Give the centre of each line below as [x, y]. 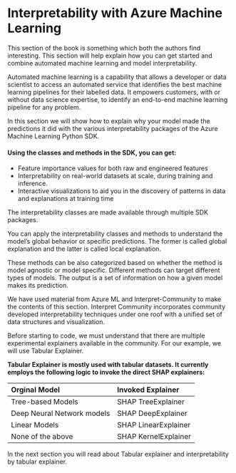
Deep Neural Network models [61, 413]
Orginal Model [36, 390]
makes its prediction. [38, 286]
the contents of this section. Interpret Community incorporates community [117, 307]
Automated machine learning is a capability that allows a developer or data [117, 77]
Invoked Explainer [148, 390]
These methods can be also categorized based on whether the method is [115, 263]
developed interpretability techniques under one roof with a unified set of [115, 314]
